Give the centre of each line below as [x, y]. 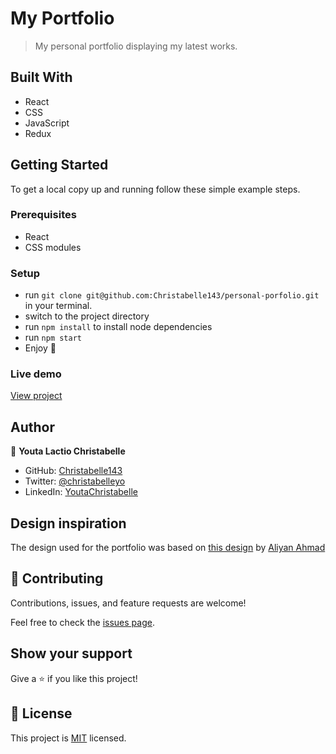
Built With [41, 77]
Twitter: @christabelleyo [75, 481]
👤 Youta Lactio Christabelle [68, 451]
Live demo [36, 374]
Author [32, 427]
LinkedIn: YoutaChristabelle [81, 492]
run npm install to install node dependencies [118, 327]
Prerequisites [43, 215]
